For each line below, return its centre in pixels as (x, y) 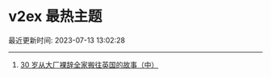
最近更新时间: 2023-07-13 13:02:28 (67, 40)
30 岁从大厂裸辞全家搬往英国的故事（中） (89, 64)
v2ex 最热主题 (55, 16)
